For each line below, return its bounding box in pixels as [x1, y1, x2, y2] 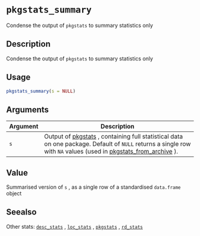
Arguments [6, 105, 49, 115]
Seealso [6, 207, 37, 217]
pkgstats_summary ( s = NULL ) [6, 88, 76, 94]
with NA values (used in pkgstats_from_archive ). [44, 148, 179, 156]
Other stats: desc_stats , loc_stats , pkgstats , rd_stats [6, 223, 143, 230]
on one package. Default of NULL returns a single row [44, 140, 191, 148]
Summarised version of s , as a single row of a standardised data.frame [6, 183, 181, 191]
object [6, 190, 22, 197]
